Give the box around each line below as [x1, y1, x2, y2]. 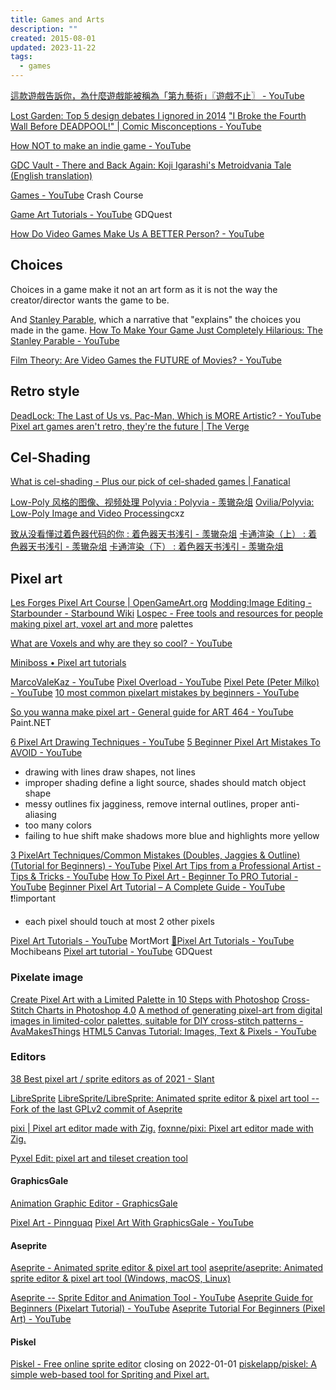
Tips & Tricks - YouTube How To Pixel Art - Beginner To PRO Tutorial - [10, 871, 299, 883]
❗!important [10, 892, 57, 905]
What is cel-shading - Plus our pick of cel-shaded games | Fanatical [10, 476, 291, 488]
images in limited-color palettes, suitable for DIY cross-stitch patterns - [10, 1014, 304, 1026]
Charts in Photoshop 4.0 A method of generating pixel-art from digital [36, 1004, 323, 1016]
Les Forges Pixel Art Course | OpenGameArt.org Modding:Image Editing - [10, 597, 313, 609]
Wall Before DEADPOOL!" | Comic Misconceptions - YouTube [10, 121, 262, 132]
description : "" [10, 24, 78, 34]
